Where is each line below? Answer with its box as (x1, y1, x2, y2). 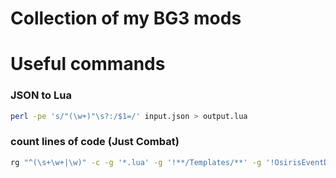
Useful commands (10, 53, 166, 76)
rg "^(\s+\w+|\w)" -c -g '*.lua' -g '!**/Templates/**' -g (10, 157, 262, 167)
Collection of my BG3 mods (10, 7, 242, 30)
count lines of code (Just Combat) (10, 135, 180, 149)
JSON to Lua (10, 88, 72, 102)
